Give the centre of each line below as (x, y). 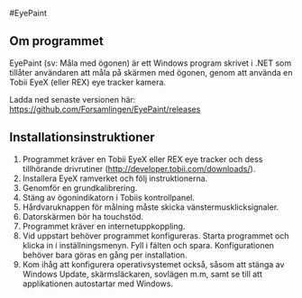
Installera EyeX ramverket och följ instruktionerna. (115, 178)
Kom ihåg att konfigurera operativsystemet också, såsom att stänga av (153, 264)
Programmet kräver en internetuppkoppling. (104, 226)
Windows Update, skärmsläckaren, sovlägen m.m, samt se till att (142, 274)
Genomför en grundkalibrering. (80, 187)
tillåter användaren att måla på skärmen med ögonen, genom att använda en (151, 72)
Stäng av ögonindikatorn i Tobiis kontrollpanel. (109, 197)
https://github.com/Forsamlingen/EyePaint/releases (105, 109)
